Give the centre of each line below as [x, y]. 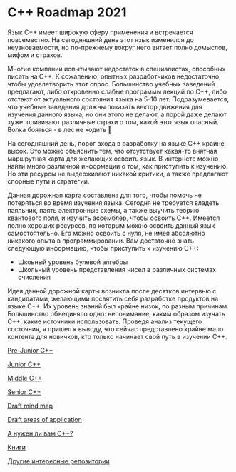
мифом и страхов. [35, 55]
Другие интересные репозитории [59, 461]
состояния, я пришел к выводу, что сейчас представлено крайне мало [116, 328]
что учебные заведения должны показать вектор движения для [105, 106]
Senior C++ [24, 392]
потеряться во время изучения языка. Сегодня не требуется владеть [113, 202]
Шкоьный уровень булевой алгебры [73, 262]
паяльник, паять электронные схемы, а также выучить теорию [103, 210]
